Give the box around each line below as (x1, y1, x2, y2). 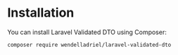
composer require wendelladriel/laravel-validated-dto (7, 41, 172, 48)
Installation (7, 5, 75, 21)
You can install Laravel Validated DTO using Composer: (7, 28, 167, 36)
